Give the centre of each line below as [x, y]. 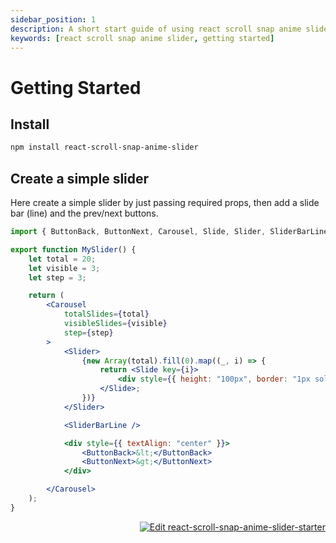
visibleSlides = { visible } [115, 324]
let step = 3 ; [57, 277]
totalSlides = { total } [106, 314]
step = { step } [88, 332]
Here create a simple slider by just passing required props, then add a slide [165, 203]
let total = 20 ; [62, 259]
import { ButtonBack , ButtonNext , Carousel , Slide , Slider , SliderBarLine [169, 232]
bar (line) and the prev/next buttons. [84, 213]
